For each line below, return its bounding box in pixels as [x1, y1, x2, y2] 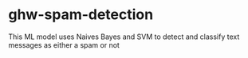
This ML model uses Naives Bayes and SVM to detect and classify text [8, 32, 240, 41]
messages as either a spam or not [8, 40, 120, 49]
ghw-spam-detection [8, 6, 154, 24]
